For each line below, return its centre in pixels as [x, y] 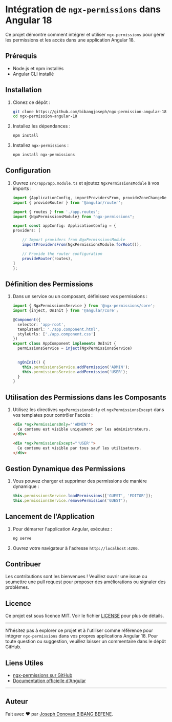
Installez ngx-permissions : [41, 145]
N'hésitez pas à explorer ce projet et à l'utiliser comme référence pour [79, 630]
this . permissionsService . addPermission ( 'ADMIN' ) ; [76, 367]
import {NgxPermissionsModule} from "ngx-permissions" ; [73, 217]
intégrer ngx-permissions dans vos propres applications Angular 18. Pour [82, 636]
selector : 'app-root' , [42, 324]
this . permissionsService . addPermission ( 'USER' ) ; [75, 372]
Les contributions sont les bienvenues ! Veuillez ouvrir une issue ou [76, 577]
